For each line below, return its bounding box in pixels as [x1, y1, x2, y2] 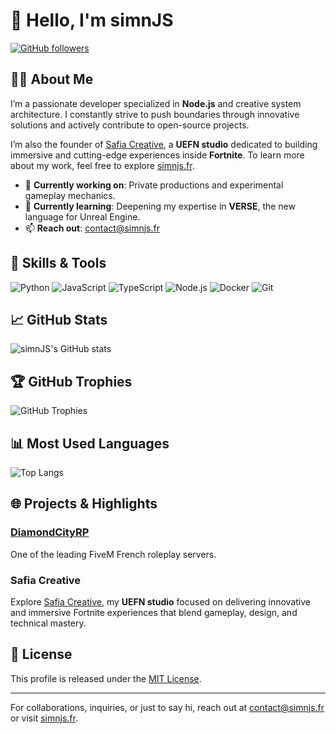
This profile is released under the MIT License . [10, 672, 202, 684]
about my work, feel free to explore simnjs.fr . [10, 159, 195, 171]
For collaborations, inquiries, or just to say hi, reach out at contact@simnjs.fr [10, 701, 325, 713]
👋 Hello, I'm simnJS [10, 9, 174, 32]
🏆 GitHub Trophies [10, 373, 133, 390]
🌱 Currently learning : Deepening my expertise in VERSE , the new [24, 200, 296, 212]
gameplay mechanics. [24, 189, 116, 201]
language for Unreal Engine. [24, 210, 141, 223]
